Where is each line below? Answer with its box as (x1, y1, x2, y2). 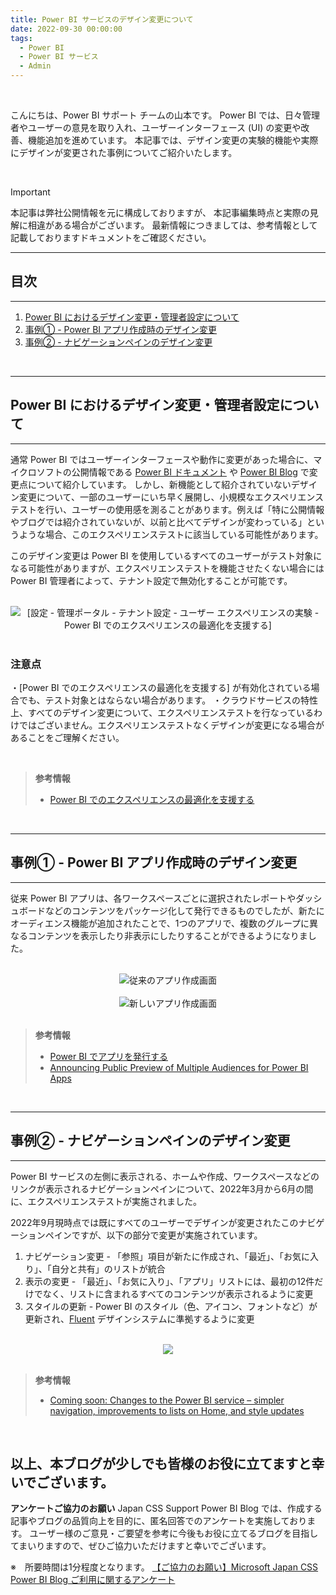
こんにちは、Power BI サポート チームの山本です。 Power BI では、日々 (10, 109, 303, 121)
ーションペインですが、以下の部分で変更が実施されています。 (10, 1229, 263, 1241)
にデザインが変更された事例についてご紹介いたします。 (10, 147, 238, 158)
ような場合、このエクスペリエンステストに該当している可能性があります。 (18, 528, 324, 540)
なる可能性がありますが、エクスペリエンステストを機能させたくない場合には (10, 562, 325, 574)
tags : (10, 33, 33, 43)
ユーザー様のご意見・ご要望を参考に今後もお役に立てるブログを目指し (29, 1527, 319, 1540)
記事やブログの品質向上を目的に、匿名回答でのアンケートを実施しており (10, 1515, 308, 1527)
